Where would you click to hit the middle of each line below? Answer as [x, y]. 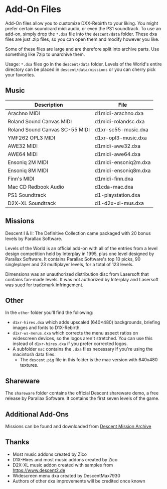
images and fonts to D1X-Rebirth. [47, 328]
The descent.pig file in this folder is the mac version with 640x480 [89, 360]
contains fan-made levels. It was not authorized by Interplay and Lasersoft [82, 279]
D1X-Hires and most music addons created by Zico [65, 459]
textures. [29, 365]
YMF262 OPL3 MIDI [31, 138]
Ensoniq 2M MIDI [28, 162]
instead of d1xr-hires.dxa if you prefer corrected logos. [70, 344]
